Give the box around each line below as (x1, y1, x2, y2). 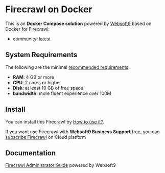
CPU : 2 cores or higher (12, 79, 61, 85)
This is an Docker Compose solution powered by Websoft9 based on (5, 20, 152, 27)
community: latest (12, 36, 51, 42)
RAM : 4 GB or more (12, 74, 55, 80)
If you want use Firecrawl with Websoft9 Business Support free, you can (5, 129, 160, 135)
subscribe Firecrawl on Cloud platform (5, 134, 86, 140)
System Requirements (5, 51, 78, 59)
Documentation (5, 149, 56, 157)
